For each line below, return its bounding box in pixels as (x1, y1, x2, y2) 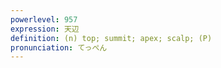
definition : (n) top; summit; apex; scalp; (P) (10, 33, 213, 43)
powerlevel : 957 (10, 14, 78, 25)
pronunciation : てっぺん (10, 42, 108, 53)
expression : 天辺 (10, 24, 80, 34)
